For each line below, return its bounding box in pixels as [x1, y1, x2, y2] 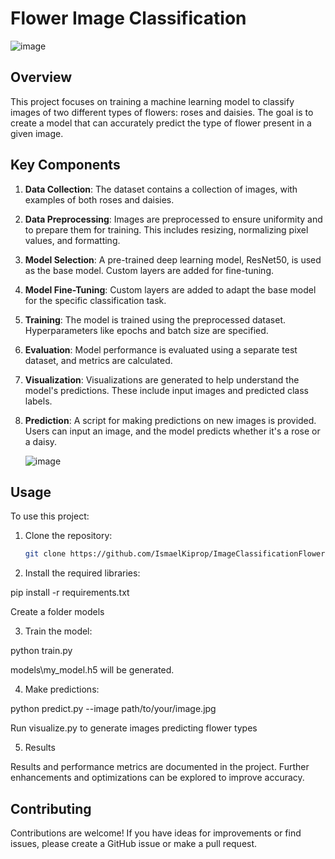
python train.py [10, 645, 73, 657]
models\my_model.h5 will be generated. [10, 664, 175, 676]
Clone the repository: [24, 530, 113, 542]
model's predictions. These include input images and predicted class [24, 384, 309, 396]
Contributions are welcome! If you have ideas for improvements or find [10, 827, 302, 839]
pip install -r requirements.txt [10, 587, 130, 599]
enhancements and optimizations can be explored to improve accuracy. [10, 772, 305, 784]
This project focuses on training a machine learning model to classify [10, 95, 295, 107]
